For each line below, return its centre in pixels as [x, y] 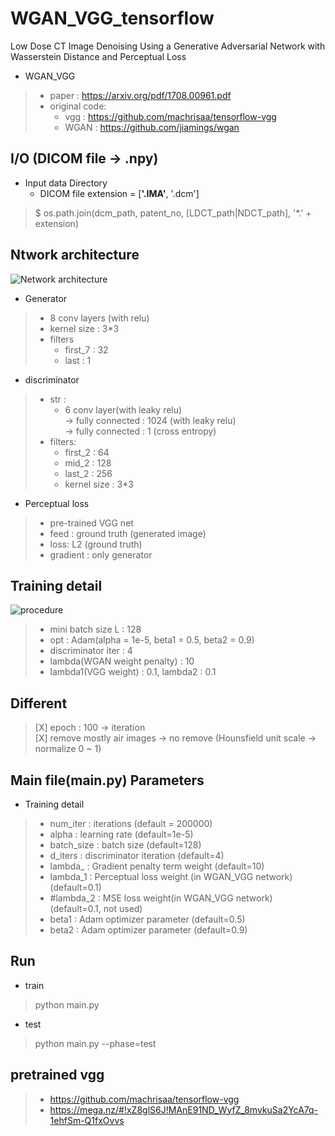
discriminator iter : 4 [91, 651]
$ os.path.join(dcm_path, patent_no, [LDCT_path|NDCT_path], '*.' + [173, 213]
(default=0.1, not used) [96, 908]
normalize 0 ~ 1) [68, 749]
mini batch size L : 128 [95, 629]
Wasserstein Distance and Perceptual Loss [98, 56]
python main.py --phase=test [95, 1043]
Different [39, 703]
